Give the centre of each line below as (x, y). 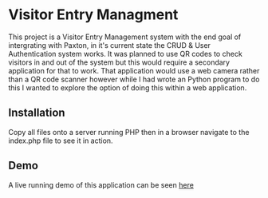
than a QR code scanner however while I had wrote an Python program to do (134, 79)
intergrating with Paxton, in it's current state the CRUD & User (110, 45)
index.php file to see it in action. (61, 141)
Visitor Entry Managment (93, 15)
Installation (37, 113)
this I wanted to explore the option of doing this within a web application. (128, 87)
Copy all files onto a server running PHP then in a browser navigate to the (129, 132)
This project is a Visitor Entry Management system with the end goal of (125, 37)
